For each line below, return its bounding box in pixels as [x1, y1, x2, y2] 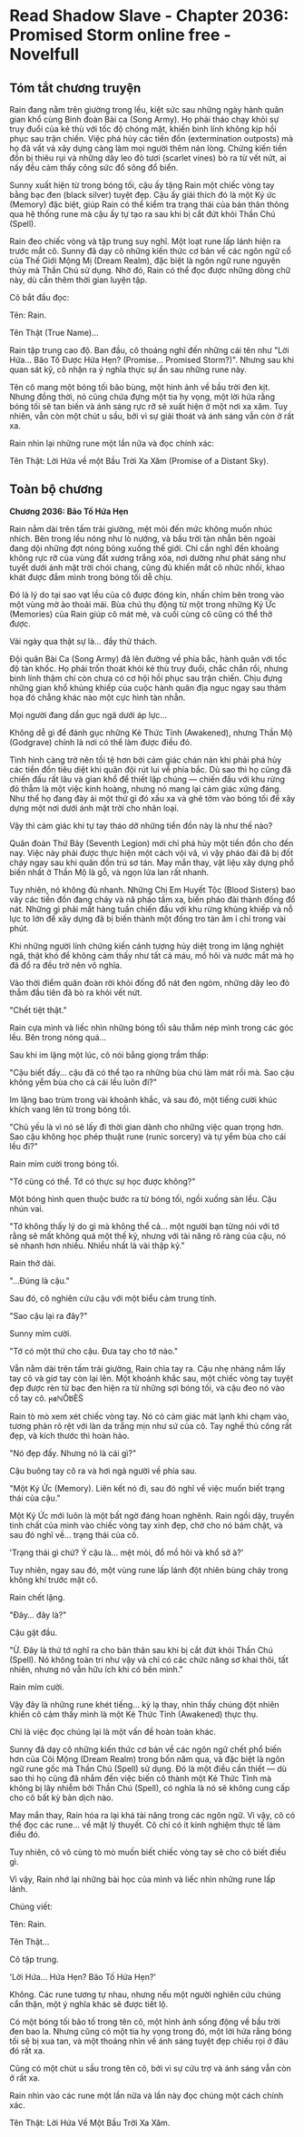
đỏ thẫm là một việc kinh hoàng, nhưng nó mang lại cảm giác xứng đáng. [9, 783, 282, 794]
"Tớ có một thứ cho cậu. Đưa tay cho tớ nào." [9, 1345, 179, 1356]
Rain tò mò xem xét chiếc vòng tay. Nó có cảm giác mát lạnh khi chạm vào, [9, 1411, 289, 1422]
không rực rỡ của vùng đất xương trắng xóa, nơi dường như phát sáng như [9, 552, 287, 563]
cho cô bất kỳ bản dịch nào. [9, 1792, 114, 1803]
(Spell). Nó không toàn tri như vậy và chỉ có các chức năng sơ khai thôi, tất [9, 1654, 289, 1665]
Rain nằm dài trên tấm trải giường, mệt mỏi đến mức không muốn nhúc [9, 523, 273, 534]
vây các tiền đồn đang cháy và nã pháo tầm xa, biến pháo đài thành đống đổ [9, 893, 296, 904]
